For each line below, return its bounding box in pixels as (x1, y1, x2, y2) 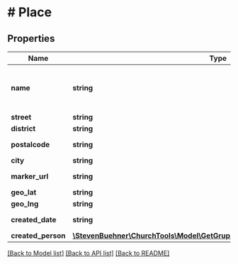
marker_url (11, 171, 49, 181)
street (11, 113, 32, 122)
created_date (11, 215, 57, 224)
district (11, 124, 36, 133)
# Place (7, 4, 52, 21)
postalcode (11, 139, 50, 149)
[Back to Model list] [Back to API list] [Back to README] (7, 249, 170, 257)
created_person (11, 231, 66, 241)
